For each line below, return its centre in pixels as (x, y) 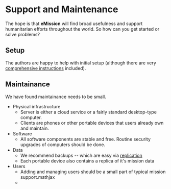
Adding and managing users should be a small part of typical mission (93, 172)
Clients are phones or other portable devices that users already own (92, 123)
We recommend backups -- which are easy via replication (81, 155)
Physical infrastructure (36, 106)
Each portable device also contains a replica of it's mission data (87, 161)
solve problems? (22, 34)
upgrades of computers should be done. (63, 145)
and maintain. (35, 128)
